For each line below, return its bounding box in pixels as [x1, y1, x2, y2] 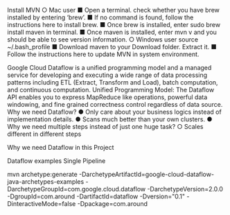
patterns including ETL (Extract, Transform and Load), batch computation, [7, 78, 218, 86]
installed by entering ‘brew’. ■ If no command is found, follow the [7, 13, 194, 21]
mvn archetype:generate [7, 170, 78, 178]
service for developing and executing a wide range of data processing [7, 71, 208, 79]
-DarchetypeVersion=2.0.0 [147, 185, 224, 193]
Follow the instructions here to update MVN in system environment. [7, 50, 200, 58]
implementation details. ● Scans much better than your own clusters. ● [7, 115, 213, 123]
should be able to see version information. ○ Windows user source [7, 35, 199, 44]
